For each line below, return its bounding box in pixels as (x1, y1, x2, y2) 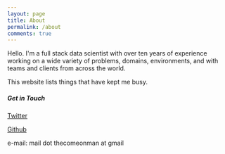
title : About (7, 17, 46, 24)
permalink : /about (7, 23, 61, 30)
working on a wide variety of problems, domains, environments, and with (7, 57, 219, 65)
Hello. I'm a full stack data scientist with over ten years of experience (7, 49, 207, 58)
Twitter (7, 112, 28, 120)
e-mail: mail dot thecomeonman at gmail (7, 139, 124, 148)
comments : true (7, 30, 52, 37)
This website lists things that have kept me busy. (7, 78, 148, 86)
